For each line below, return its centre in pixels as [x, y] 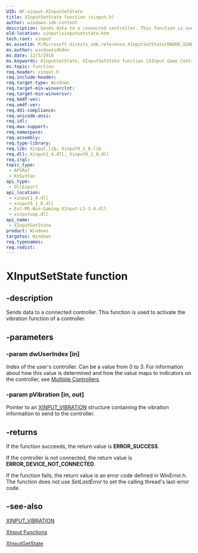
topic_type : [21, 165]
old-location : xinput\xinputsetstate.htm [58, 34]
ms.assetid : [21, 45]
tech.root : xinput [29, 39]
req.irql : [18, 160]
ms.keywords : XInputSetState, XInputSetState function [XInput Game [92, 61]
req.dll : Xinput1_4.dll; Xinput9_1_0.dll [58, 154]
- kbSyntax [22, 176]
